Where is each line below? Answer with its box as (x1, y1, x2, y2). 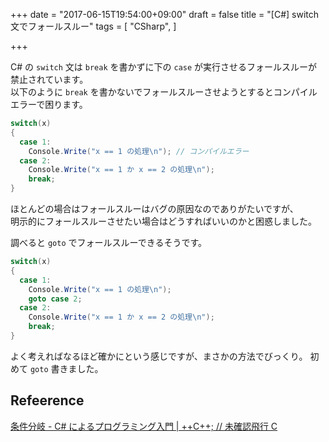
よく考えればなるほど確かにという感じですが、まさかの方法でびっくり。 (10, 350, 308, 362)
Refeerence (10, 392, 85, 409)
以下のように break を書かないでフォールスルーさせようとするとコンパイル (10, 86, 318, 98)
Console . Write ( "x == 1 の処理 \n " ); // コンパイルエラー (28, 146, 250, 156)
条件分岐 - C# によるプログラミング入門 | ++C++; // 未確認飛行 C (10, 420, 278, 432)
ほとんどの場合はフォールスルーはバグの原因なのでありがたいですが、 (10, 203, 299, 214)
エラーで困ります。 (10, 99, 88, 110)
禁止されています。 (10, 74, 89, 85)
